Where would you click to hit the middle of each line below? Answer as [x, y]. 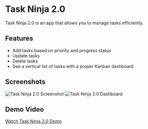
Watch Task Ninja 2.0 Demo [34, 121]
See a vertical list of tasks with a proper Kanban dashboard [73, 66]
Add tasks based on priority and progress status [62, 50]
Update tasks [26, 56]
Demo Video [25, 109]
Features [19, 38]
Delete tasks [25, 61]
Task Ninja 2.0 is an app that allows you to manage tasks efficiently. [74, 23]
